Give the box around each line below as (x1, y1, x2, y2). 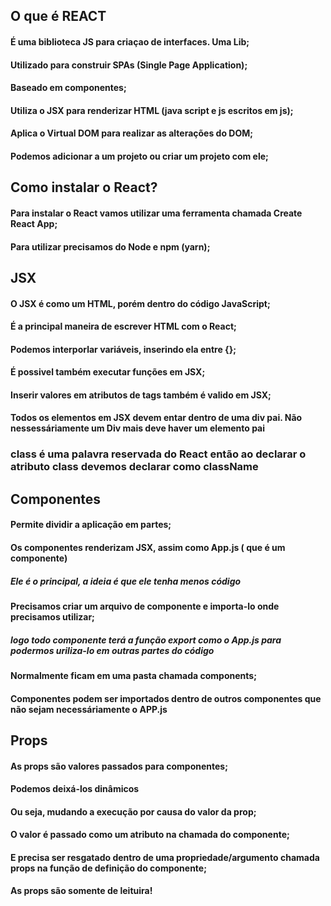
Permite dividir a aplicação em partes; (10, 519, 172, 531)
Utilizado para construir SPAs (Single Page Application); (10, 59, 248, 71)
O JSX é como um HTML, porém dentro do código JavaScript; (10, 297, 271, 309)
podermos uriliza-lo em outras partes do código (10, 644, 215, 656)
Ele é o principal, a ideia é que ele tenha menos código (10, 575, 242, 587)
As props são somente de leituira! (10, 885, 153, 897)
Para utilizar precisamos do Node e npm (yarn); (10, 240, 211, 253)
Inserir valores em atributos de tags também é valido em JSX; (10, 389, 272, 401)
